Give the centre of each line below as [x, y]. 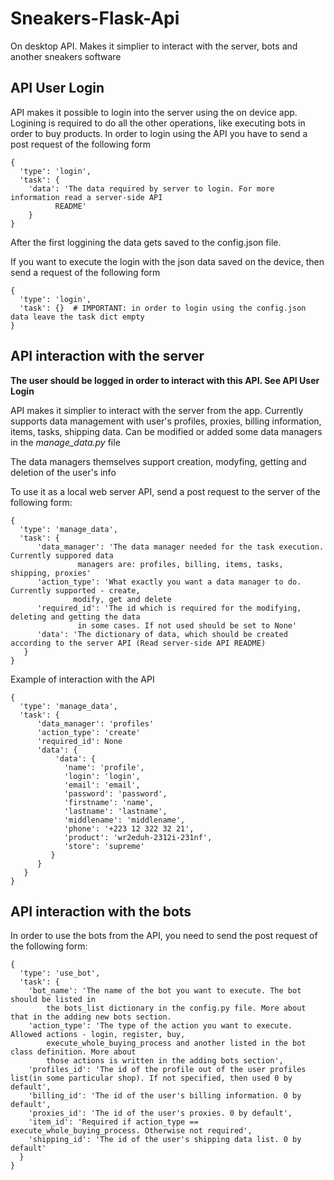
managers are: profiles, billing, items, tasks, [180, 564]
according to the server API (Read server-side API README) [138, 643]
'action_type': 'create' [88, 732]
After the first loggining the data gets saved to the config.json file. [146, 242]
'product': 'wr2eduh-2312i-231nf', [138, 837]
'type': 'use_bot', [60, 973]
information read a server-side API [86, 197]
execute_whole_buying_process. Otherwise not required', [131, 1131]
